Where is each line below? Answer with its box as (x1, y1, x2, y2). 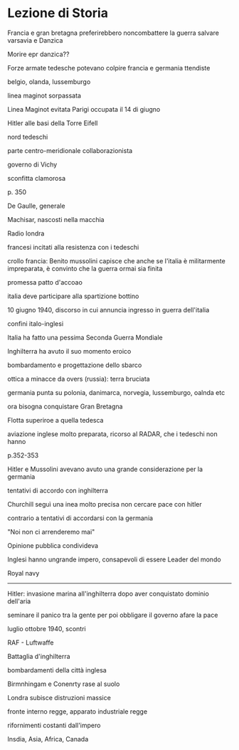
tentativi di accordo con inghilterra (7, 486, 108, 495)
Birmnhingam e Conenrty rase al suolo (7, 680, 120, 688)
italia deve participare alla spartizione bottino (7, 292, 139, 300)
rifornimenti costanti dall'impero (7, 721, 101, 729)
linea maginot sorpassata (7, 91, 82, 100)
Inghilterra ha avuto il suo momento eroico (7, 347, 132, 355)
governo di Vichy (7, 160, 58, 169)
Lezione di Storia (7, 5, 109, 21)
